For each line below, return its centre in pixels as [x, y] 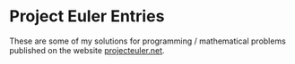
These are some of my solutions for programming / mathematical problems [148, 41]
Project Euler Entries [87, 16]
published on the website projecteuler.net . [87, 50]
